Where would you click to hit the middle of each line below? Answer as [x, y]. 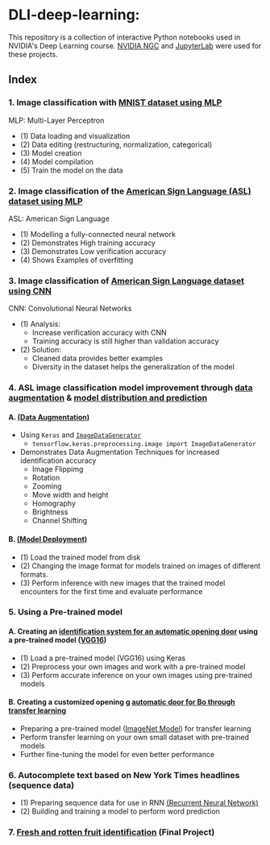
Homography [54, 504]
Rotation [46, 478]
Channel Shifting [60, 521]
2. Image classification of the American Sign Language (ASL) [130, 191]
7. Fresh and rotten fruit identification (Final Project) [112, 832]
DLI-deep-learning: [74, 15]
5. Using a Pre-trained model [66, 612]
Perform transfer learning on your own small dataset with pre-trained [135, 737]
